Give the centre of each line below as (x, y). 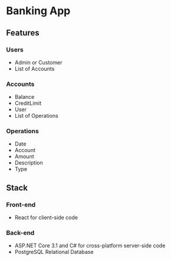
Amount (24, 157)
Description (29, 163)
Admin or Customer (38, 62)
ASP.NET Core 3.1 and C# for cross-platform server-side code (90, 246)
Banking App (38, 11)
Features (23, 33)
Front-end (21, 204)
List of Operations (37, 116)
